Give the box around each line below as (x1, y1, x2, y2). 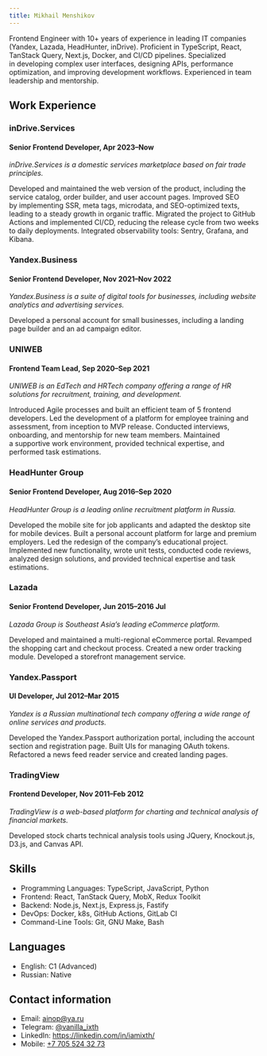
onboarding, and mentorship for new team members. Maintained (9, 430, 221, 440)
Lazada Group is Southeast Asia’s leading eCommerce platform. (9, 619, 221, 629)
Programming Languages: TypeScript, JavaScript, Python (20, 883, 209, 893)
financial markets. (9, 815, 68, 825)
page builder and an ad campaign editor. (9, 324, 142, 334)
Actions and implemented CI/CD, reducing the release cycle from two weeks (9, 218, 259, 227)
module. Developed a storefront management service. (9, 651, 186, 661)
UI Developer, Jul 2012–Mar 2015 (9, 691, 120, 701)
